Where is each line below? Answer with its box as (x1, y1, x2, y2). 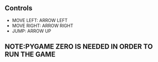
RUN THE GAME (5, 50, 56, 59)
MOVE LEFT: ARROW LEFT (12, 17, 68, 23)
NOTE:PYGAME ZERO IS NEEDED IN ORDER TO (5, 42, 153, 51)
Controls (5, 4, 33, 12)
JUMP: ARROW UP (12, 27, 51, 34)
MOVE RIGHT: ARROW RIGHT (12, 22, 73, 28)
